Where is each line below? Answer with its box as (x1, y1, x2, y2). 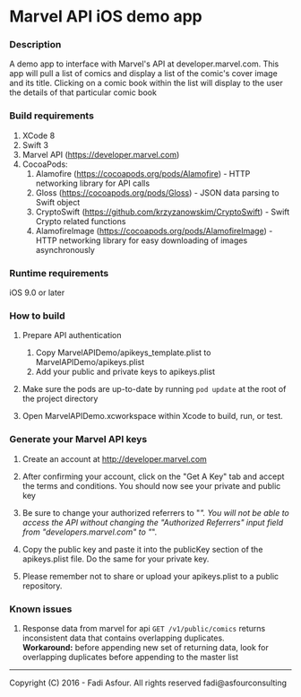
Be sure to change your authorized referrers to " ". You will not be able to (21, 507, 289, 518)
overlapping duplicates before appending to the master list (21, 651, 239, 662)
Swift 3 (21, 139, 49, 150)
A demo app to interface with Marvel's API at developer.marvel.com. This (9, 58, 279, 69)
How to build (9, 309, 65, 322)
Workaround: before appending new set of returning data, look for (21, 641, 269, 652)
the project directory (21, 393, 99, 405)
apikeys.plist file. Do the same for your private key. (21, 553, 210, 564)
